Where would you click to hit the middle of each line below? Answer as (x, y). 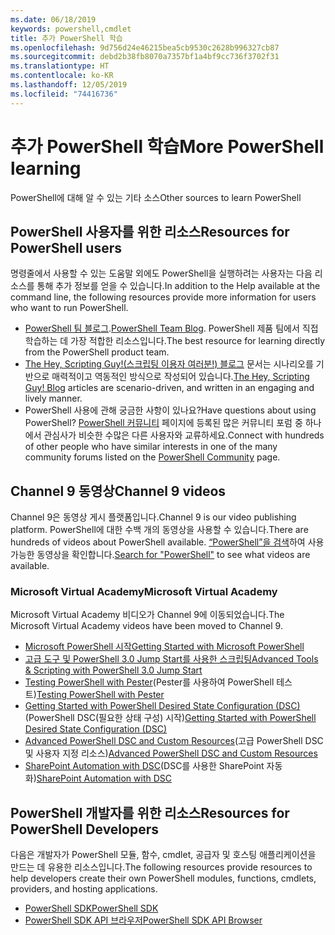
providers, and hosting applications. (84, 889)
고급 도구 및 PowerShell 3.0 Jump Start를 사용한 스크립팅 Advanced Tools (171, 659)
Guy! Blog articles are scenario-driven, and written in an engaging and (169, 388)
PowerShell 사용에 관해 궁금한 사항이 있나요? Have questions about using (170, 410)
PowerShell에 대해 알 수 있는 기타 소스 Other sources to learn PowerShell (156, 197)
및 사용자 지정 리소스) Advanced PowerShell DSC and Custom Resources (171, 753)
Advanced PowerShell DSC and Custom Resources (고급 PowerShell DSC (174, 741)
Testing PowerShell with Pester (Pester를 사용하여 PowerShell (149, 682)
